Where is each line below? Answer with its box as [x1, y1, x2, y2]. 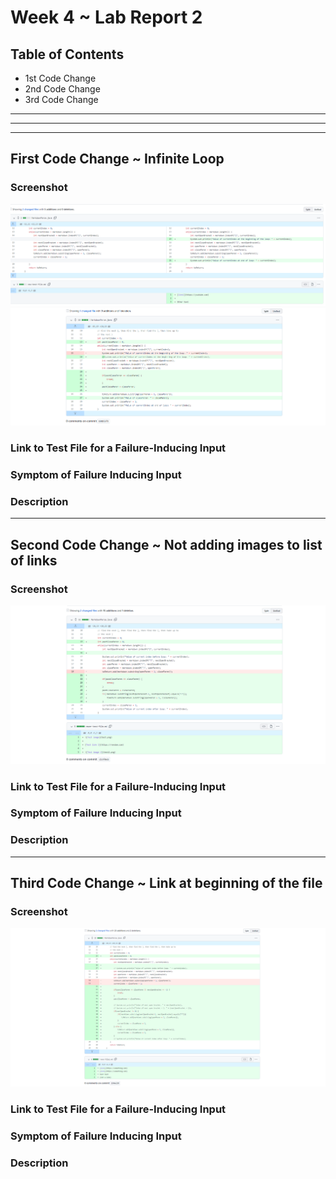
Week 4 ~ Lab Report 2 [10, 6, 203, 29]
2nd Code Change [24, 83, 101, 95]
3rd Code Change [24, 94, 99, 105]
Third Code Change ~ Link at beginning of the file [10, 875, 323, 892]
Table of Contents [10, 46, 125, 63]
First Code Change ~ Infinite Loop [10, 151, 225, 168]
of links [10, 552, 58, 569]
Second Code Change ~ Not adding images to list [10, 536, 323, 553]
